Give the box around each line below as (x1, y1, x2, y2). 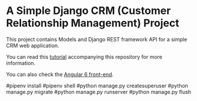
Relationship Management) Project (6, 16, 179, 30)
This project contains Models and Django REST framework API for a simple (6, 36, 188, 43)
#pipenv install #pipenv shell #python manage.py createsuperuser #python (6, 82, 188, 89)
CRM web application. (6, 42, 60, 49)
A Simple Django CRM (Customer (6, 4, 171, 18)
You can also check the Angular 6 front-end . (6, 71, 113, 78)
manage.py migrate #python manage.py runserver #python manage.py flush (6, 88, 192, 95)
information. (6, 60, 36, 67)
